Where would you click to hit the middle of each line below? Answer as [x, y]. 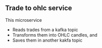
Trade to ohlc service [39, 8]
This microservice [24, 20]
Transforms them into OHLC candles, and [55, 35]
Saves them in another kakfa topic [47, 40]
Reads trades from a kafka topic [45, 30]
